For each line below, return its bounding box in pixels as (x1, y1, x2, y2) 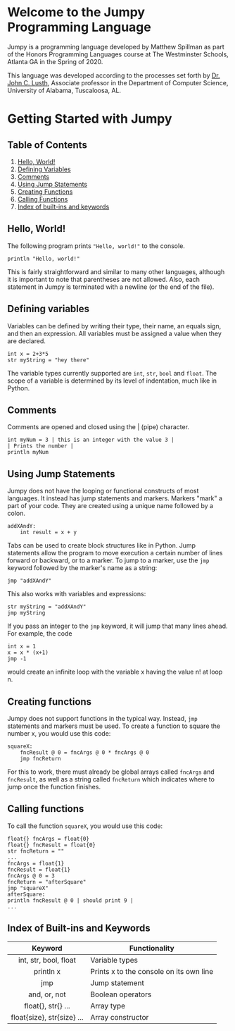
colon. (7, 509, 26, 518)
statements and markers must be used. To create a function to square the (7, 722, 221, 730)
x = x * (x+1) (7, 649, 49, 656)
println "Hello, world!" (7, 255, 80, 262)
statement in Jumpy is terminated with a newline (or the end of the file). (7, 283, 215, 291)
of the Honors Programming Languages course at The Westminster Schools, (7, 50, 229, 58)
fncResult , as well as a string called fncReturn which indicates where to (7, 775, 215, 783)
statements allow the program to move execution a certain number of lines (7, 549, 223, 557)
